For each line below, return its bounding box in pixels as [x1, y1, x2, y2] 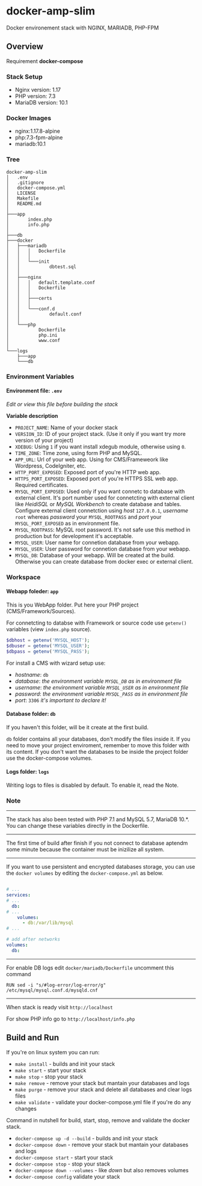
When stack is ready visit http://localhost [6, 1003, 113, 1010]
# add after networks [6, 937, 61, 943]
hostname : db [14, 671, 49, 678]
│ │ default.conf [6, 311, 82, 317]
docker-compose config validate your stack [14, 1173, 120, 1180]
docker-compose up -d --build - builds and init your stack [14, 1134, 158, 1142]
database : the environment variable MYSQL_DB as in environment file [14, 677, 182, 685]
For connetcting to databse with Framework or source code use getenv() [6, 619, 187, 626]
